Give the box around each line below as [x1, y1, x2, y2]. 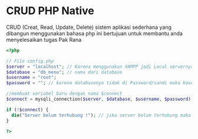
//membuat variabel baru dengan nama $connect [6, 91, 123, 97]
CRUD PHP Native [6, 4, 94, 18]
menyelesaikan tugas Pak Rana [6, 36, 82, 43]
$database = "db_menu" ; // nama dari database [6, 69, 123, 75]
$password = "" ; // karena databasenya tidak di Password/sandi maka [6, 80, 181, 86]
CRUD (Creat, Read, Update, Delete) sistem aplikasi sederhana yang [6, 24, 172, 31]
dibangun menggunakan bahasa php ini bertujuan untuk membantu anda [6, 29, 183, 37]
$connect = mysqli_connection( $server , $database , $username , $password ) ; [6, 96, 194, 102]
